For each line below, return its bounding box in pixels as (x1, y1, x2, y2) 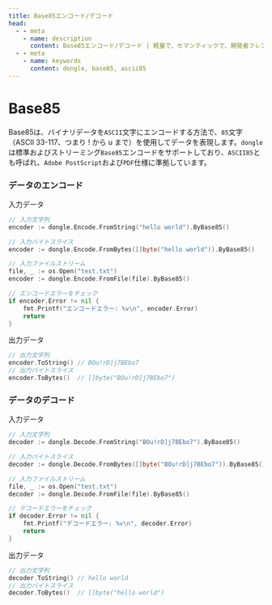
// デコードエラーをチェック (8, 505, 92, 513)
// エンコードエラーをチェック (8, 290, 99, 298)
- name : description (23, 34, 92, 43)
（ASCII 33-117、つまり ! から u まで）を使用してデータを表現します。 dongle (8, 137, 263, 146)
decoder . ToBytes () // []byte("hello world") (8, 589, 164, 597)
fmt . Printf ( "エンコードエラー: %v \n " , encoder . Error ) (23, 304, 198, 312)
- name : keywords (23, 57, 82, 66)
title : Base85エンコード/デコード (8, 11, 114, 20)
